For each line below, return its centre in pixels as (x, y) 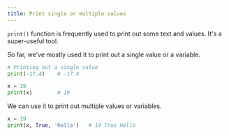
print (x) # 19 (39, 93)
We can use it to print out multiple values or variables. (84, 106)
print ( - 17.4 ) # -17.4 (43, 74)
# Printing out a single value (53, 67)
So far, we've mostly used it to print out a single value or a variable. (104, 54)
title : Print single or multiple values (67, 14)
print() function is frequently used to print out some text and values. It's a (114, 33)
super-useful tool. (33, 41)
